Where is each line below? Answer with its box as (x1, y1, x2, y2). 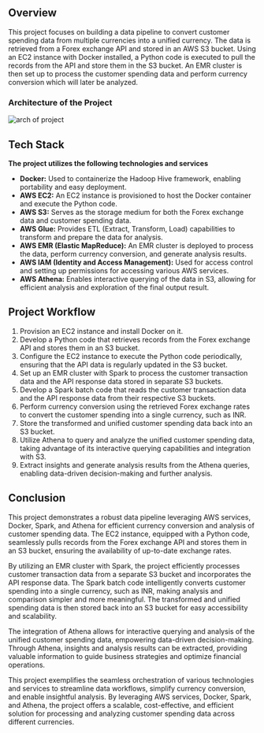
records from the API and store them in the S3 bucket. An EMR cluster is (8, 61, 243, 70)
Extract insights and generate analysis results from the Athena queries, (19, 460, 251, 469)
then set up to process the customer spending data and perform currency (8, 68, 248, 78)
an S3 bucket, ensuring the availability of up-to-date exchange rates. (8, 546, 232, 555)
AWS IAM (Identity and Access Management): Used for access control (19, 257, 254, 267)
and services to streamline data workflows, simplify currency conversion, (8, 683, 247, 693)
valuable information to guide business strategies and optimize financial (8, 651, 242, 661)
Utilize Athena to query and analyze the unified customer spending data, (19, 435, 255, 444)
